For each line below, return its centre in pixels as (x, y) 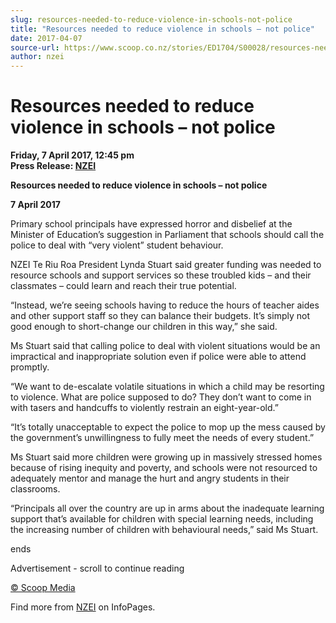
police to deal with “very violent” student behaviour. (117, 245)
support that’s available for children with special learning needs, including (162, 519)
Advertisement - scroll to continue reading (97, 568)
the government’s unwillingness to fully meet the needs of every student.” (162, 438)
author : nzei (37, 57)
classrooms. (35, 489)
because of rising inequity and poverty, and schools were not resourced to (164, 468)
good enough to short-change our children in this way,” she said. (144, 327)
